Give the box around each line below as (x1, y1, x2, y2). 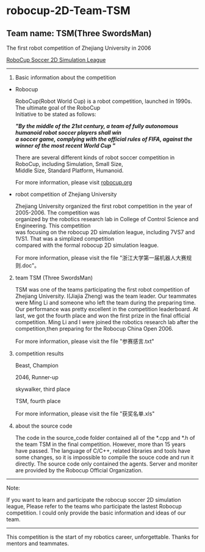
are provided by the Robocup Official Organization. (15, 467, 143, 474)
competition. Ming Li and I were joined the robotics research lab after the (15, 319, 198, 325)
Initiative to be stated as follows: (15, 111, 96, 118)
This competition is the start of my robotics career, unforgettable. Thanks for (6, 534, 199, 540)
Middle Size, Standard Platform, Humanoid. (15, 167, 124, 174)
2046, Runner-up (15, 374, 59, 380)
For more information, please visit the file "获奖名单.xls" (15, 410, 155, 417)
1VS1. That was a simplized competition (15, 235, 115, 242)
